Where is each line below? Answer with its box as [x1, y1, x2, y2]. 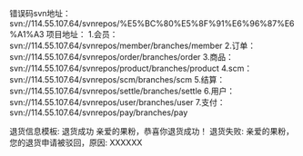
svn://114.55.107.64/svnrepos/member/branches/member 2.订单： [9, 40, 257, 51]
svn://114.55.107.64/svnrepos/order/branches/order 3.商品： [9, 52, 235, 62]
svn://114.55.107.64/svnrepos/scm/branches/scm [9, 74, 193, 84]
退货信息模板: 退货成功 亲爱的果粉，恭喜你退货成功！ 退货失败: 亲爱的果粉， [9, 126, 294, 136]
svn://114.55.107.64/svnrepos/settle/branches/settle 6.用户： [9, 85, 236, 96]
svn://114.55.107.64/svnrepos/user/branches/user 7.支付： [9, 97, 226, 107]
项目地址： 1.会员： [45, 29, 118, 39]
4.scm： [221, 63, 253, 73]
